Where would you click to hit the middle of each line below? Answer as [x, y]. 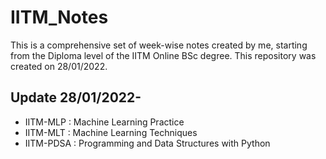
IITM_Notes [59, 17]
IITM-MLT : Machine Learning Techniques [111, 132]
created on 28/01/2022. [59, 66]
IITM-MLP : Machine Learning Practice [104, 122]
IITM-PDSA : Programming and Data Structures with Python [147, 143]
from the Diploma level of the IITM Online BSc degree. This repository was [163, 55]
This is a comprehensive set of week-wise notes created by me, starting [159, 45]
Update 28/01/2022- [76, 97]
